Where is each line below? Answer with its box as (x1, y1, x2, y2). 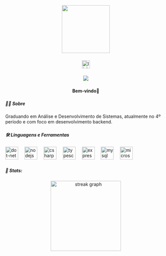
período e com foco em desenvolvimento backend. (5, 119, 112, 125)
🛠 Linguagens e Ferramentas (5, 132, 69, 138)
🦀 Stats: (5, 168, 23, 174)
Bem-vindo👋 (72, 88, 100, 94)
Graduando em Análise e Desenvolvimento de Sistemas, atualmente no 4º (5, 113, 161, 119)
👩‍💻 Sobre (5, 100, 26, 107)
